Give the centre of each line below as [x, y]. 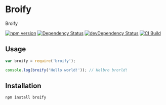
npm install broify [26, 97]
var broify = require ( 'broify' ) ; [40, 61]
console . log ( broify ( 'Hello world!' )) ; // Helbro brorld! [67, 70]
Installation [23, 85]
